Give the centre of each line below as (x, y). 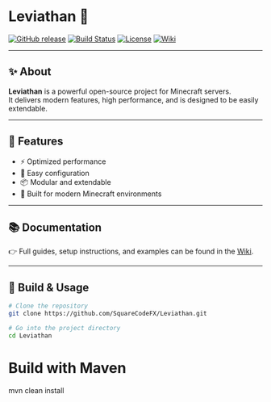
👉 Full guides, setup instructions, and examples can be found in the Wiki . (131, 251)
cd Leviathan (30, 335)
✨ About (30, 72)
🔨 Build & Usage (49, 287)
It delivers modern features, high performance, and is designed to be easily (133, 99)
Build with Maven (67, 368)
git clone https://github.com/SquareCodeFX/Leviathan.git (108, 314)
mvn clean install (36, 390)
